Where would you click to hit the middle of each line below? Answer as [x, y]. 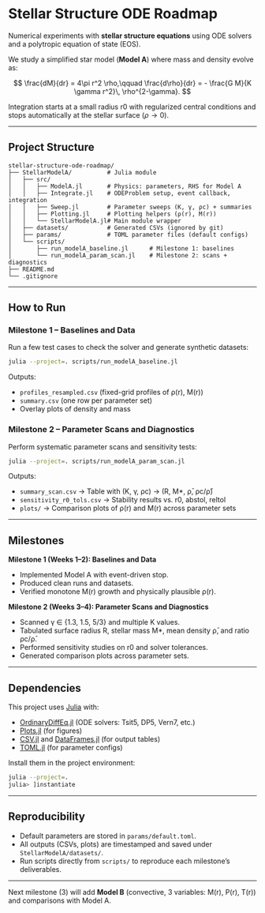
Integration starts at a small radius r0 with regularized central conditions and [132, 107]
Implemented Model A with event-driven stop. [94, 575]
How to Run [37, 308]
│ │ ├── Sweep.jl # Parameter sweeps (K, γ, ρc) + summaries [130, 207]
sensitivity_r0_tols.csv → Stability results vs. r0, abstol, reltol [123, 500]
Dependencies [45, 688]
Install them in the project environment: [72, 763]
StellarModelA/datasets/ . [62, 852]
